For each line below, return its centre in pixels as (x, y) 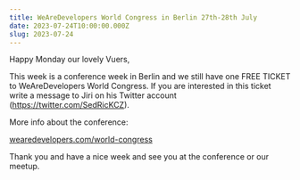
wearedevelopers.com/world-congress (81, 140)
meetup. (25, 167)
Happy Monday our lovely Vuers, (70, 60)
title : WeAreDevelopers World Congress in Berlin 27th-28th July (133, 17)
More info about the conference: (69, 122)
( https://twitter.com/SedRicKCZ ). (69, 105)
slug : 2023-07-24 (42, 34)
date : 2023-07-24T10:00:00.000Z (69, 26)
